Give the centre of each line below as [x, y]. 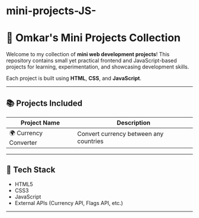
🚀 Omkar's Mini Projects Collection [93, 38]
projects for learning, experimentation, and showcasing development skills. [98, 67]
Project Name [40, 122]
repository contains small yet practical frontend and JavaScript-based [92, 61]
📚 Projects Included [44, 103]
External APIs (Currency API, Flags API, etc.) [69, 203]
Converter [23, 142]
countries [90, 141]
